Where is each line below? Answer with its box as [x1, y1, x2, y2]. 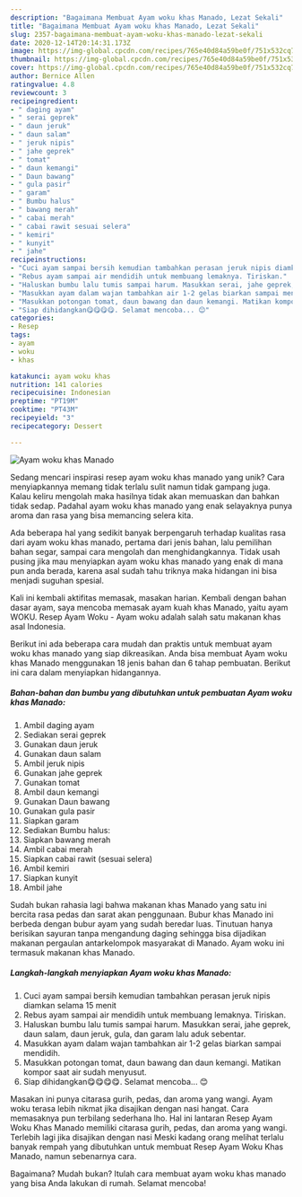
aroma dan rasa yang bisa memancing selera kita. [10, 509, 194, 521]
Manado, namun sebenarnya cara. [10, 1150, 137, 1161]
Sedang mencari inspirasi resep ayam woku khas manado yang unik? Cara [10, 471, 285, 482]
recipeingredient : [10, 96, 79, 106]
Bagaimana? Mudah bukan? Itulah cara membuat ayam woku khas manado [10, 1168, 287, 1179]
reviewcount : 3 [10, 88, 67, 97]
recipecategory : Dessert [10, 421, 103, 431]
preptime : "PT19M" [10, 397, 79, 406]
